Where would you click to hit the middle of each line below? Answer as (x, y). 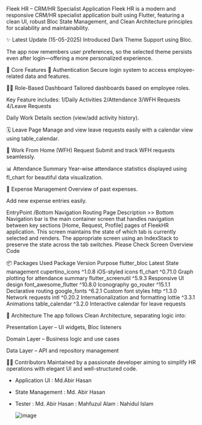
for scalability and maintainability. (48, 28)
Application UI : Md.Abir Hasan (53, 380)
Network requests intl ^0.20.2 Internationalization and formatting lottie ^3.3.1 (101, 297)
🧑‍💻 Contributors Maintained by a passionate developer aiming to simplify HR (101, 362)
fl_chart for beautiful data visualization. (55, 177)
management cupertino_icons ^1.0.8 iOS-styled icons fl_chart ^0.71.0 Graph (100, 272)
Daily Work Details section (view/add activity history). (73, 118)
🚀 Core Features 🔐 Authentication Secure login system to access (87, 70)
